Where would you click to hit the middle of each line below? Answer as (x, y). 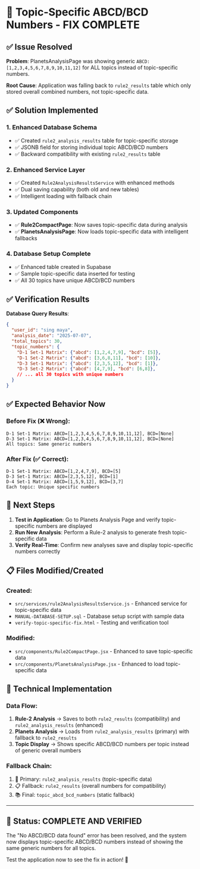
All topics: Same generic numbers (49, 444)
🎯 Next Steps (31, 505)
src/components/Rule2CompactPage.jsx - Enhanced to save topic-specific (104, 651)
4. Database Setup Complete (49, 254)
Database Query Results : (38, 314)
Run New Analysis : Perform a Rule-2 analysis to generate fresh (93, 532)
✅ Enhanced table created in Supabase (63, 267)
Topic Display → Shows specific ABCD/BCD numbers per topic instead (102, 744)
